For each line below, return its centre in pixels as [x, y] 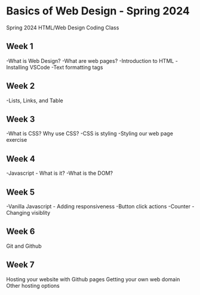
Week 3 [21, 119]
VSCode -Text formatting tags [66, 67]
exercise [17, 140]
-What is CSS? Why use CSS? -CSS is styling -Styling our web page [90, 133]
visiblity [41, 213]
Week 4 [21, 159]
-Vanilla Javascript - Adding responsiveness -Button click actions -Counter [99, 206]
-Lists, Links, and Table [35, 101]
